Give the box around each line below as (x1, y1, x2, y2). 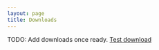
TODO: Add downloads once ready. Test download (7, 35, 152, 43)
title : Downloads (7, 16, 57, 23)
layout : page (7, 10, 45, 17)
